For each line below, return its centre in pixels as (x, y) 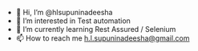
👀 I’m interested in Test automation (73, 21)
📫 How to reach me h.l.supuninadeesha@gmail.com (103, 38)
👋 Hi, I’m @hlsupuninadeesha (64, 12)
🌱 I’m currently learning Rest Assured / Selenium (96, 29)
